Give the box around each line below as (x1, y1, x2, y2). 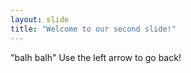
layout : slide (10, 14, 70, 25)
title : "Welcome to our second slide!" (10, 24, 177, 34)
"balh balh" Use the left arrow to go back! (10, 51, 182, 63)
